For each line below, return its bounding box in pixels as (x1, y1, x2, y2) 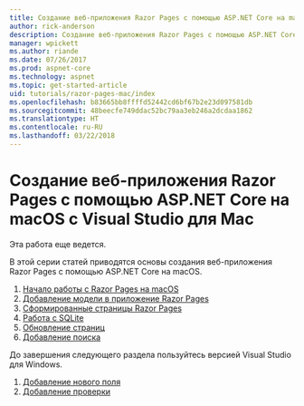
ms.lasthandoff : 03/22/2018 (9, 131, 116, 140)
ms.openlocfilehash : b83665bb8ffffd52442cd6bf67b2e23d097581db (9, 97, 253, 107)
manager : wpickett (9, 38, 79, 48)
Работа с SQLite (22, 312, 84, 323)
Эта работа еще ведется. (9, 238, 107, 249)
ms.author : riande (9, 47, 79, 56)
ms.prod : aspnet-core (9, 64, 91, 73)
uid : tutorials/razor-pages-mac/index (9, 89, 156, 98)
